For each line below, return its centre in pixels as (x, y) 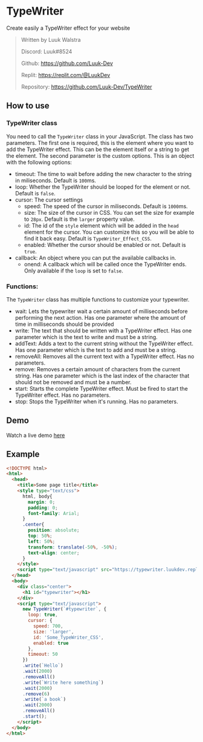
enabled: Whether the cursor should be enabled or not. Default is (105, 245)
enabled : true (51, 643)
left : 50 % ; (42, 541)
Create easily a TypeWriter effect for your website (68, 28)
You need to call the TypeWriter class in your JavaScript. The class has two (100, 136)
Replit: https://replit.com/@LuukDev (66, 75)
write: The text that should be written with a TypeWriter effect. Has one (103, 330)
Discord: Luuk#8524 (47, 51)
